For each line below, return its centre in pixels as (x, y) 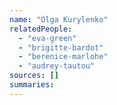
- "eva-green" (47, 38)
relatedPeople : (41, 29)
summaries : (32, 85)
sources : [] (34, 76)
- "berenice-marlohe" (63, 57)
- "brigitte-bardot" (61, 47)
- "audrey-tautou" (57, 66)
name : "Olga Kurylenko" (59, 19)
